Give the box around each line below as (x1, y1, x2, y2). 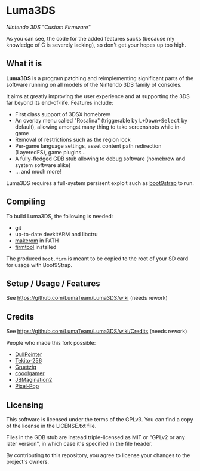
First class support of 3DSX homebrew (14, 110, 110, 117)
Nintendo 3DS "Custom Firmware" (6, 23, 91, 31)
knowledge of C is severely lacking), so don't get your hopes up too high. (6, 41, 187, 48)
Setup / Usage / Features (6, 278, 100, 288)
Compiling (6, 197, 46, 207)
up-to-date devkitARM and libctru (14, 230, 98, 238)
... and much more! (14, 168, 61, 175)
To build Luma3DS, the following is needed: (6, 212, 113, 220)
